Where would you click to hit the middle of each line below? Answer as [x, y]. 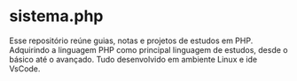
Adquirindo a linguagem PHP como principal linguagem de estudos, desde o [148, 49]
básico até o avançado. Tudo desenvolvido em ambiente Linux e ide [133, 59]
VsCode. [25, 69]
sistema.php [56, 16]
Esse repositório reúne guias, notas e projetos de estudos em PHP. [131, 40]
